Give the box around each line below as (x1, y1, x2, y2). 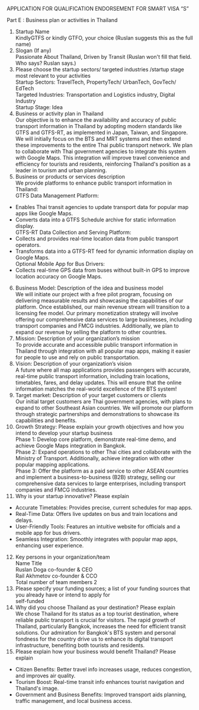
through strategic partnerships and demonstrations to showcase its (15, 411, 179, 417)
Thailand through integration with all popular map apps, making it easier (15, 347, 191, 354)
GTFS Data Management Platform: (15, 192, 99, 199)
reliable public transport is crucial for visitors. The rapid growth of (15, 617, 176, 623)
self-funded (15, 598, 45, 604)
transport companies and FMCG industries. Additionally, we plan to (15, 322, 179, 329)
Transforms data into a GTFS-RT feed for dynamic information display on (15, 248, 194, 255)
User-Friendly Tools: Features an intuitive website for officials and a (15, 523, 180, 530)
